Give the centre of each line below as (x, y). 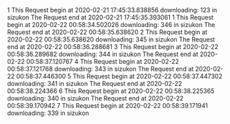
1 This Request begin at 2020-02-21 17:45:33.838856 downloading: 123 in (112, 10)
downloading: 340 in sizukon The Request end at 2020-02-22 (96, 98)
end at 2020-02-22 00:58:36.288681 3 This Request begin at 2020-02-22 (113, 47)
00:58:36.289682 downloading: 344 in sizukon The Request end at (103, 54)
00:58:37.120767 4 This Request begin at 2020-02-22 (103, 61)
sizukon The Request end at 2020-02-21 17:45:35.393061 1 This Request (111, 17)
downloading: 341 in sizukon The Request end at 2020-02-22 (95, 83)
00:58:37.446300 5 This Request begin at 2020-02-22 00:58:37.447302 (119, 76)
